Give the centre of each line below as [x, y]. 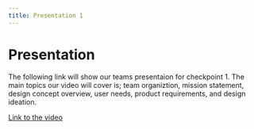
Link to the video [36, 117]
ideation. [23, 102]
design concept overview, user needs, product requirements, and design [127, 93]
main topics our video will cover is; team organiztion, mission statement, [126, 85]
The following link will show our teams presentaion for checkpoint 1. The [126, 77]
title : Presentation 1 [46, 15]
